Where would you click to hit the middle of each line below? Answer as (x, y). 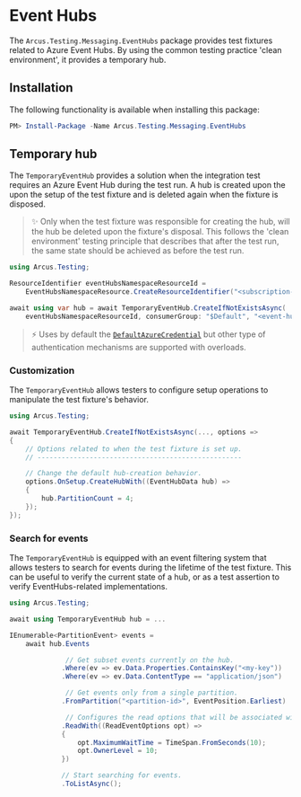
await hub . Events (58, 643)
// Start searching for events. (121, 775)
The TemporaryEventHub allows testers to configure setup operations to (139, 390)
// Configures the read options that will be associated (174, 717)
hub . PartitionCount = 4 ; (88, 499)
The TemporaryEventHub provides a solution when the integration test (135, 175)
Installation (41, 88)
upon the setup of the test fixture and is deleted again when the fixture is (144, 195)
